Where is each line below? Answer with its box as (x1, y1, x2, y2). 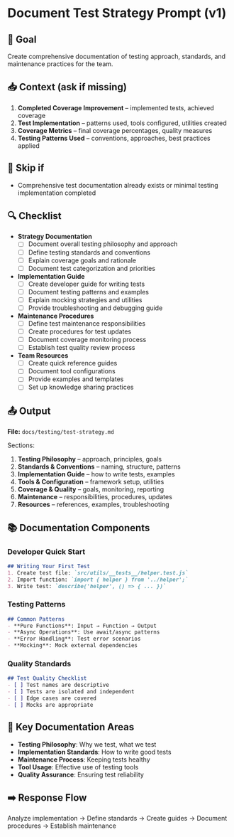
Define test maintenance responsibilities (28, 319, 146, 328)
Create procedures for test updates (28, 327, 132, 336)
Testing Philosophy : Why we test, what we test (17, 740, 157, 748)
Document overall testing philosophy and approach (28, 240, 178, 248)
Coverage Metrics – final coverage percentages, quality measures (17, 126, 213, 134)
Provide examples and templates (28, 375, 124, 383)
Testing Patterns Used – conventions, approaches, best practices (17, 134, 211, 142)
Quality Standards (7, 659, 72, 669)
